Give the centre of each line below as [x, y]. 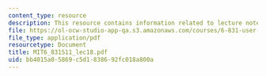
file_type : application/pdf [55, 38]
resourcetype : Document [47, 45]
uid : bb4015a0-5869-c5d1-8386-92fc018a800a [81, 60]
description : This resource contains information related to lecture [125, 23]
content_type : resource [47, 15]
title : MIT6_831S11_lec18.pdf [58, 52]
